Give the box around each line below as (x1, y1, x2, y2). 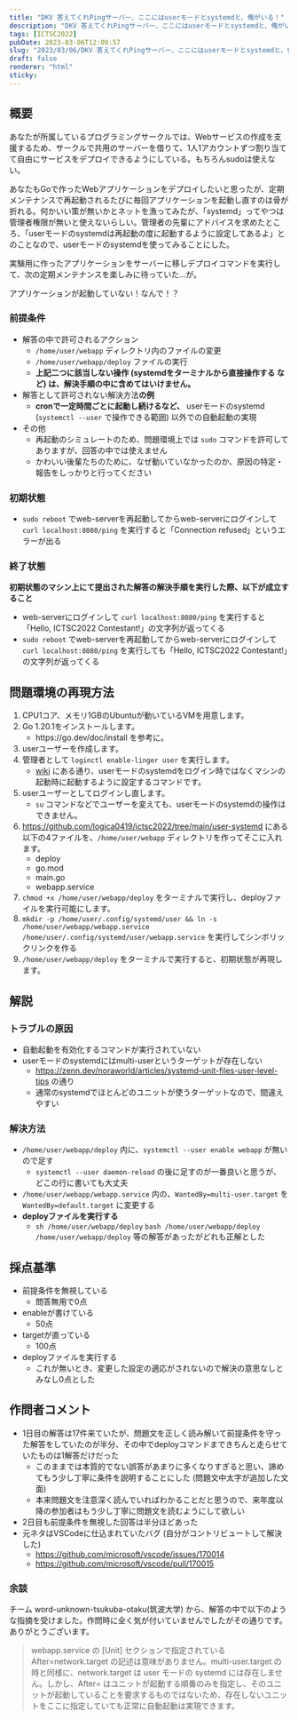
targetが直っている (21, 1330, 90, 1341)
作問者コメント (9, 1403, 91, 1418)
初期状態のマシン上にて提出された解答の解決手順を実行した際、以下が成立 (9, 582, 281, 593)
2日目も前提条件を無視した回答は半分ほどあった (21, 1516, 199, 1527)
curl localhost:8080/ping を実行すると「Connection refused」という (21, 525, 278, 536)
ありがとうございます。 (9, 1627, 95, 1637)
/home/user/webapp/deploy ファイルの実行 (35, 356, 188, 367)
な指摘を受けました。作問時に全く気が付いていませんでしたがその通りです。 (9, 1615, 288, 1626)
